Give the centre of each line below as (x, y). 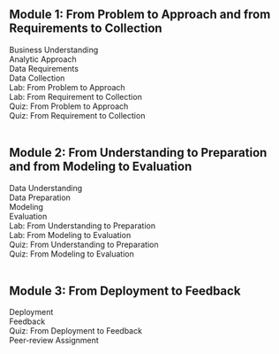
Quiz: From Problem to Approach (69, 106)
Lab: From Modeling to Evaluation (70, 235)
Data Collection (37, 78)
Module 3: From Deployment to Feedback (125, 291)
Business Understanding (54, 50)
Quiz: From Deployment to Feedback (76, 331)
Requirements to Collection (86, 29)
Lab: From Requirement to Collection (76, 96)
